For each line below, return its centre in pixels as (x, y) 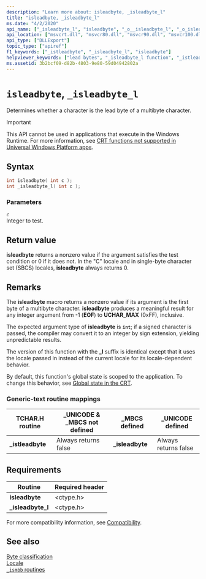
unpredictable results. (34, 339)
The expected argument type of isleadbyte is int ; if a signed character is (99, 327)
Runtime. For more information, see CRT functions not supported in (91, 141)
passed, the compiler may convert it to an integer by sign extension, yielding (103, 333)
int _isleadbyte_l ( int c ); (44, 187)
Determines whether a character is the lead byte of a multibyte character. (99, 110)
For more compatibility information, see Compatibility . (74, 523)
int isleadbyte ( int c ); (39, 181)
